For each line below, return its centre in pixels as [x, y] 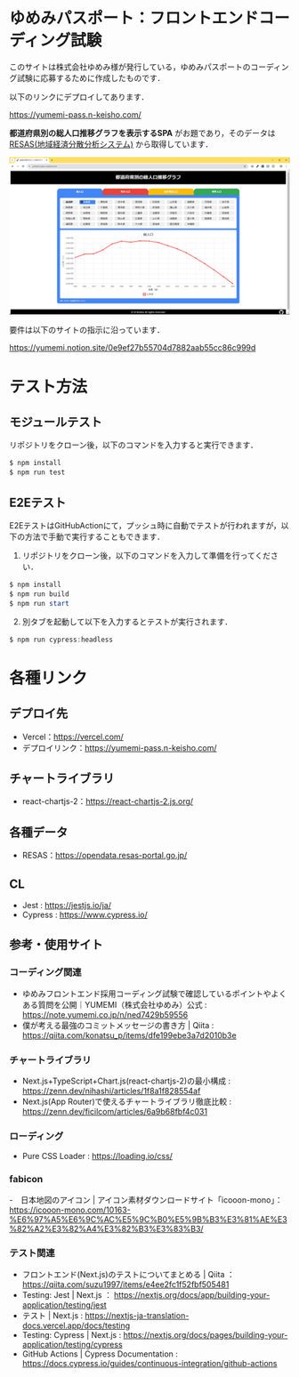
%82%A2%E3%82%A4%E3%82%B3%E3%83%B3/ [106, 1228]
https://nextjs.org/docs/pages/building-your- [206, 1334]
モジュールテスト [56, 422]
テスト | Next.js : [53, 1315]
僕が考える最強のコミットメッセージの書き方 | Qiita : [118, 1025]
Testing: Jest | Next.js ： [67, 1294]
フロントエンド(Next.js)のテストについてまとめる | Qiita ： [129, 1274]
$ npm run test [37, 472]
